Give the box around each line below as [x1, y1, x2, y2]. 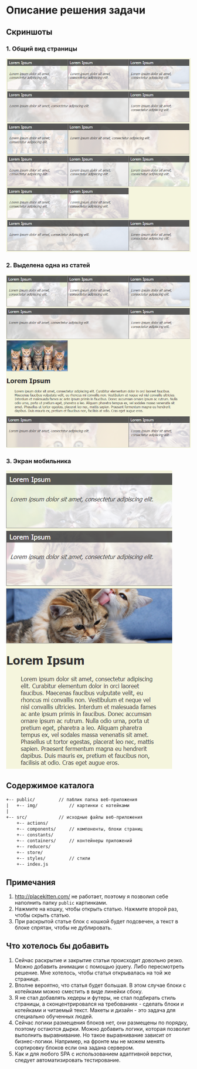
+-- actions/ [16, 820, 49, 827]
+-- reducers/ [16, 844, 51, 850]
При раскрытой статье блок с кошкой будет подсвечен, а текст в [14, 918, 179, 925]
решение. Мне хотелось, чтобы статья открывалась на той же [14, 969, 171, 976]
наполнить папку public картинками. [14, 899, 108, 906]
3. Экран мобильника [6, 457, 72, 466]
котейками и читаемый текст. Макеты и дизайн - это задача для [14, 1006, 176, 1013]
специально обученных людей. [14, 1013, 94, 1020]
